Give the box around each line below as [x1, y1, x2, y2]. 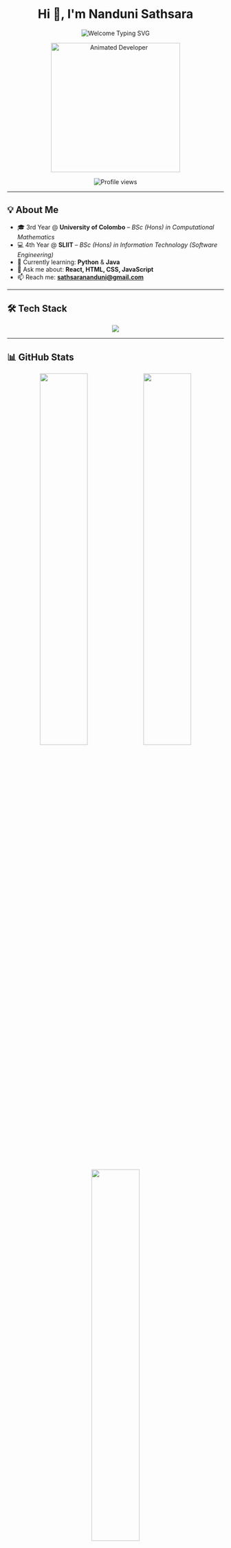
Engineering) [16, 250, 54, 259]
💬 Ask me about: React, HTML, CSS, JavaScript [16, 265, 154, 273]
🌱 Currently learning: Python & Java [16, 258, 120, 266]
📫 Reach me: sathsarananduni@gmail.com [16, 272, 144, 281]
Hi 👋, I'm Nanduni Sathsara [37, 6, 194, 22]
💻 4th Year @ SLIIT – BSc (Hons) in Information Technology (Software [16, 241, 218, 249]
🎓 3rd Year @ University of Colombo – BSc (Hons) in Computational [16, 223, 214, 231]
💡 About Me [7, 204, 59, 216]
